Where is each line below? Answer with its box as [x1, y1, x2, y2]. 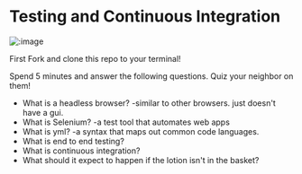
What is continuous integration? [22, 145, 141, 156]
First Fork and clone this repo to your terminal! [9, 53, 182, 64]
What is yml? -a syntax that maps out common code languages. [22, 126, 260, 136]
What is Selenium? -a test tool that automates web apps [22, 117, 230, 127]
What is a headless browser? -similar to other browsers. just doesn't [22, 97, 277, 109]
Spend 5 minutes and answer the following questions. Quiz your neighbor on [9, 70, 294, 82]
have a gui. [22, 107, 64, 117]
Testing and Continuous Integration [9, 6, 281, 27]
